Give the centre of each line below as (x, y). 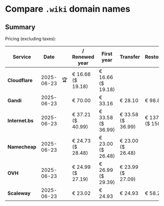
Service (22, 57)
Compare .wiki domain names (68, 9)
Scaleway (19, 193)
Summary (20, 27)
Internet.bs (21, 121)
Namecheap (22, 147)
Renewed (83, 57)
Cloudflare (20, 80)
